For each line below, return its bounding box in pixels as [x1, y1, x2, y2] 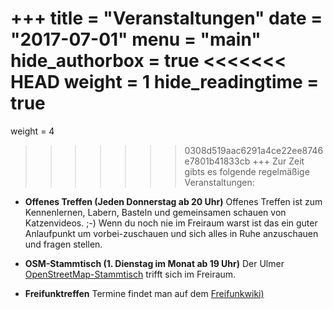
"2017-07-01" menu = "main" [10, 28, 262, 51]
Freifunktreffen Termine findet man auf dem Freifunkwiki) [24, 287, 265, 299]
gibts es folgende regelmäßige [184, 165, 310, 177]
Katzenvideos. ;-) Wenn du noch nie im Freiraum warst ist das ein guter [24, 217, 318, 229]
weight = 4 [10, 125, 55, 137]
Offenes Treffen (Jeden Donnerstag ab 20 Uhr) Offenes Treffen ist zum [24, 195, 323, 207]
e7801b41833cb [184, 155, 251, 167]
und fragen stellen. [24, 238, 103, 250]
